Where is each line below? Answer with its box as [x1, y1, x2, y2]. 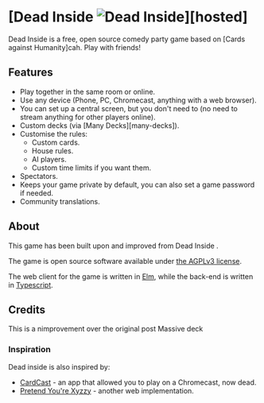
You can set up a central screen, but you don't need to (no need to [19, 103, 239, 113]
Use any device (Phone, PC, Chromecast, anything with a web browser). [19, 95, 257, 105]
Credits [8, 303, 46, 316]
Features [8, 66, 53, 79]
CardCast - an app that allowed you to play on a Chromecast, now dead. [19, 378, 257, 387]
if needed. [19, 188, 54, 198]
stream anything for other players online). [19, 112, 157, 122]
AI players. [31, 154, 68, 164]
